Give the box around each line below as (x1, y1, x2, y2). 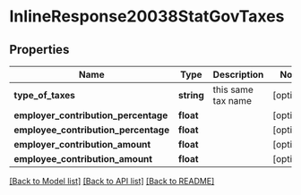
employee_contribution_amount (13, 153, 153, 165)
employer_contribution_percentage (13, 109, 168, 122)
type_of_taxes (13, 89, 76, 101)
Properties (9, 42, 70, 57)
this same (212, 83, 254, 96)
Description (212, 69, 264, 81)
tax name (212, 95, 253, 106)
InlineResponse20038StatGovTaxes (9, 6, 285, 27)
